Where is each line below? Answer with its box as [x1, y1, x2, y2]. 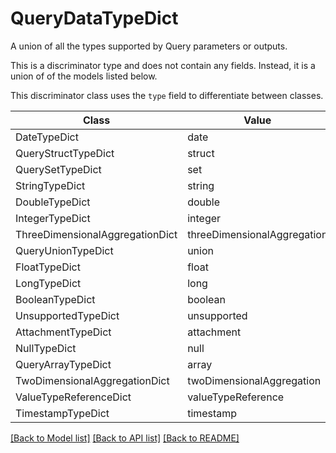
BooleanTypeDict [15, 292, 96, 306]
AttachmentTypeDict [15, 325, 112, 339]
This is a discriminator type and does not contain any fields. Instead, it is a [10, 59, 316, 71]
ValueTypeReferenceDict [15, 390, 132, 404]
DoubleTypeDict [15, 195, 91, 209]
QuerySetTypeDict [15, 162, 102, 176]
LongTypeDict [15, 276, 82, 290]
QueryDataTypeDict [10, 7, 179, 30]
